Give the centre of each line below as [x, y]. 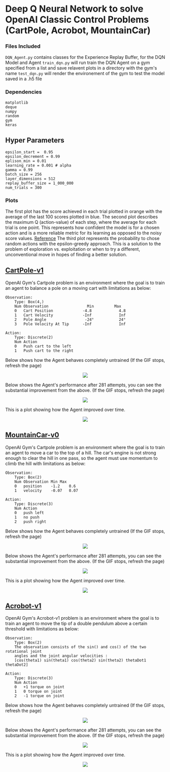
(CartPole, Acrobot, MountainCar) [78, 30]
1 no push [27, 517]
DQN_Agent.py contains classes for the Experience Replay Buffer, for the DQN [85, 57]
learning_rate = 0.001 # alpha [38, 165]
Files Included [23, 46]
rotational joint [24, 652]
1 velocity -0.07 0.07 [46, 490]
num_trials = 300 [24, 188]
